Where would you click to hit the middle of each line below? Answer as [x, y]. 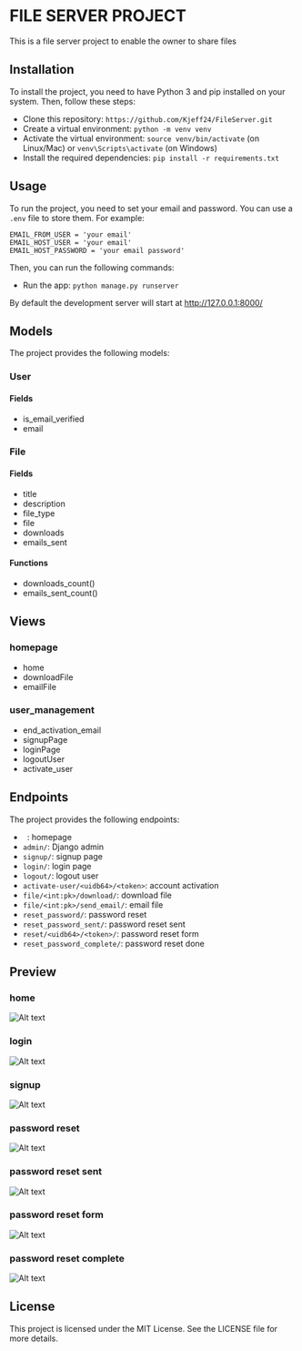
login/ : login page [57, 866]
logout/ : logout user [60, 876]
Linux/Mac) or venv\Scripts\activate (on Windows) [120, 147]
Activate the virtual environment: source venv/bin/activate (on [141, 138]
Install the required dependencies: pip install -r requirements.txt [151, 157]
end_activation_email [62, 730]
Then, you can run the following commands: [92, 267]
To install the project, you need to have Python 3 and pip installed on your [147, 91]
